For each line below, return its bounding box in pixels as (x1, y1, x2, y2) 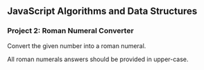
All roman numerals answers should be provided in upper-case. (7, 55, 189, 63)
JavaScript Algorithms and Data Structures (7, 5, 198, 17)
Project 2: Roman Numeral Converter (7, 26, 134, 36)
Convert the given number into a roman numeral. (7, 41, 146, 50)
